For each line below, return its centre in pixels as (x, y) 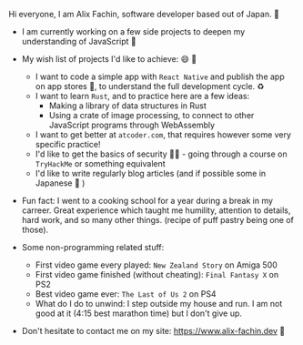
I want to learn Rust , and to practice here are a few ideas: (142, 96)
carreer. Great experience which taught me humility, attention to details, (156, 210)
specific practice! (68, 144)
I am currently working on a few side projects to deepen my (133, 31)
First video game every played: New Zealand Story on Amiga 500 (157, 265)
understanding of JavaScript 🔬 (79, 41)
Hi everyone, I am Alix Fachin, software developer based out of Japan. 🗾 (144, 14)
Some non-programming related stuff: (93, 247)
